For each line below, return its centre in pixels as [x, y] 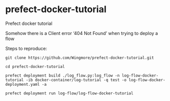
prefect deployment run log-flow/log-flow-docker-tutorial [69, 93]
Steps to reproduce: [26, 48]
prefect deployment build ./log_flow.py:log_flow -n [63, 75]
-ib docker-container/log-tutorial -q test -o [76, 80]
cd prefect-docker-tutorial [35, 66]
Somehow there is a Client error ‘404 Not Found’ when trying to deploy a [82, 33]
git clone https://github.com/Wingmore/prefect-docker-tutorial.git [80, 58]
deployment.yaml [22, 84]
